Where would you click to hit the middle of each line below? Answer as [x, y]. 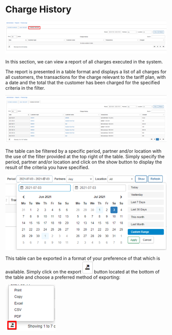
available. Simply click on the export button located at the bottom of [82, 272]
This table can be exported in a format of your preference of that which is [83, 258]
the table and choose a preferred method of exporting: [63, 277]
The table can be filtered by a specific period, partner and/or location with [83, 151]
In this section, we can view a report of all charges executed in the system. [84, 62]
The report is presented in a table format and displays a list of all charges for [86, 72]
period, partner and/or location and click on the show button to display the [84, 162]
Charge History [38, 9]
